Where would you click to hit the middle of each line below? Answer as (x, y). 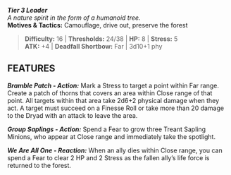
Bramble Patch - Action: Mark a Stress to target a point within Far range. (113, 85)
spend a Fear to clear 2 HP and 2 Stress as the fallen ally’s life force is (108, 157)
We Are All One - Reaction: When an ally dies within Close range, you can (115, 150)
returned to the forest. (39, 165)
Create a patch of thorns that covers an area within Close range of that (110, 93)
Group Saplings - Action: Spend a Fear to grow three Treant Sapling (107, 129)
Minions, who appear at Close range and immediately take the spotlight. (112, 136)
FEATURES (31, 69)
